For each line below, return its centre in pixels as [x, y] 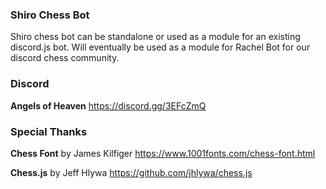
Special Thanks [49, 131]
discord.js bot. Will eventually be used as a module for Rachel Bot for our [160, 47]
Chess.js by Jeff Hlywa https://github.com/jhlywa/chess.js [131, 172]
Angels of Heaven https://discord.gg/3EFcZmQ [108, 105]
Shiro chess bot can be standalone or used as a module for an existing [155, 37]
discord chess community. [65, 58]
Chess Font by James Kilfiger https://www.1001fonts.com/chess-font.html [163, 153]
